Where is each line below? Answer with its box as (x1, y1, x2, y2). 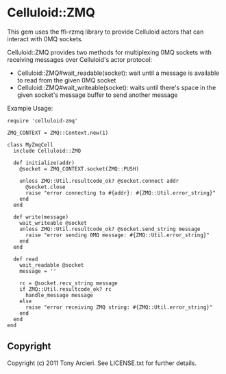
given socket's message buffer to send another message (16, 91, 178, 99)
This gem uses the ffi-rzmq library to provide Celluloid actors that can (7, 27, 204, 36)
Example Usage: (7, 104, 53, 112)
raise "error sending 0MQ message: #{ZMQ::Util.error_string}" (25, 232, 210, 239)
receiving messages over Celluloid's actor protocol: (7, 55, 153, 63)
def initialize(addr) (13, 159, 75, 166)
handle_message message (25, 291, 94, 298)
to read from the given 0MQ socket (16, 76, 116, 84)
